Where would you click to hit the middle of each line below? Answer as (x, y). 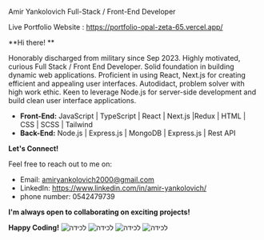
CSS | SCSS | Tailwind (56, 124)
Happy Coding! (34, 228)
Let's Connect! (33, 148)
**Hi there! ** (32, 42)
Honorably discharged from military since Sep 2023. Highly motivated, (124, 58)
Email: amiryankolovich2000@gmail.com (87, 180)
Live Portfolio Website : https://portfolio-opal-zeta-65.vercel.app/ (116, 27)
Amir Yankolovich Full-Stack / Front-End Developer (92, 12)
